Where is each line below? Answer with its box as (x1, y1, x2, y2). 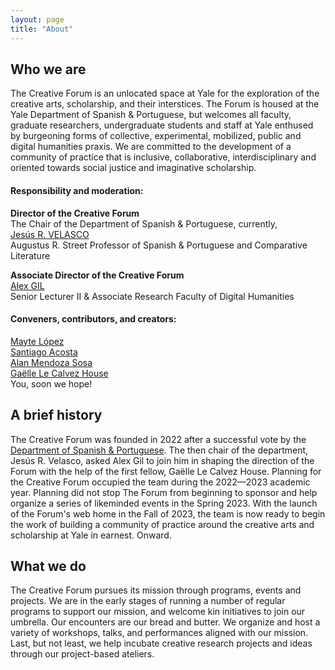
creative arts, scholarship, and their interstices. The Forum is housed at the (10, 98, 320, 110)
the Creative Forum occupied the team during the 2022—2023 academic (10, 476, 311, 488)
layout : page (10, 14, 65, 25)
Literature (10, 249, 51, 261)
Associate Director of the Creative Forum (10, 269, 185, 281)
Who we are (10, 61, 87, 78)
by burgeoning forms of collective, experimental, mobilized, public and (10, 130, 302, 142)
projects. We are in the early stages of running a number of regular (10, 595, 286, 607)
